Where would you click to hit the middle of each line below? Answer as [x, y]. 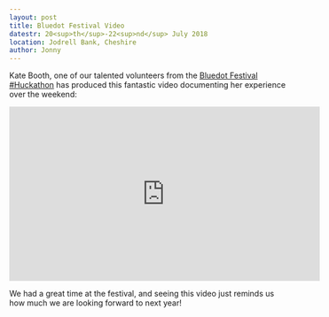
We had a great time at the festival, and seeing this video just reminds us [142, 294]
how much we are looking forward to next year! [95, 303]
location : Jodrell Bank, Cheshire [73, 42]
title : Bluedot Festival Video [67, 26]
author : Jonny [35, 50]
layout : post [33, 17]
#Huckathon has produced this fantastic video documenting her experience [148, 85]
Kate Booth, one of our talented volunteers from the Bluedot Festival [134, 75]
